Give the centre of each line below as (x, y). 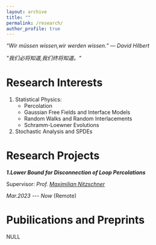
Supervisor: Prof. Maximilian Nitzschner (56, 184)
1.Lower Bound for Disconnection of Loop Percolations (76, 173)
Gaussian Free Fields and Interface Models (77, 113)
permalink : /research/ (35, 23)
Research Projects (53, 156)
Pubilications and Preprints (76, 220)
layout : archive (27, 12)
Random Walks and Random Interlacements (78, 119)
